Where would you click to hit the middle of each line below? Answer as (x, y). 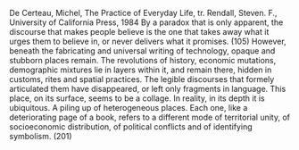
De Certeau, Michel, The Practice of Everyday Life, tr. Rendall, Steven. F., (143, 13)
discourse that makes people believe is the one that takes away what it (139, 32)
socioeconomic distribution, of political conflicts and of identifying (131, 127)
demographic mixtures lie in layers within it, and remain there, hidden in (141, 70)
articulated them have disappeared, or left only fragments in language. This (148, 89)
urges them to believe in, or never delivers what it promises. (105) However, (148, 41)
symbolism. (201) (41, 136)
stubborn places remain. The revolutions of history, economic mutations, (143, 60)
